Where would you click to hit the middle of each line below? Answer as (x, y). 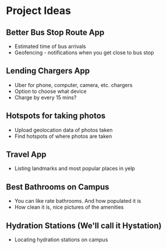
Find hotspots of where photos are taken (63, 136)
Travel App (26, 155)
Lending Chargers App (48, 71)
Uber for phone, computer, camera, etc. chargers (73, 85)
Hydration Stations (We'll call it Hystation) (84, 225)
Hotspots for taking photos (56, 116)
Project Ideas (39, 11)
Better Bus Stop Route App (55, 32)
